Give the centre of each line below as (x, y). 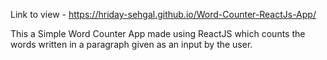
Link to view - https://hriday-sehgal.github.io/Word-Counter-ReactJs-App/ (163, 14)
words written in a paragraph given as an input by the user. (131, 44)
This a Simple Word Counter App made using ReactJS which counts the (158, 33)
